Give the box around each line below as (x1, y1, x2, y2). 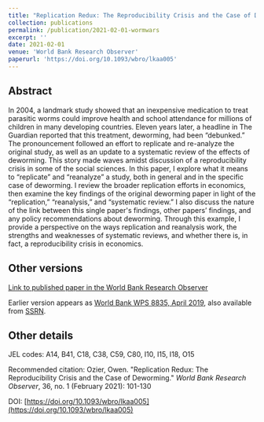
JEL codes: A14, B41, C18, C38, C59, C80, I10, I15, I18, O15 (8, 350, 195, 359)
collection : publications (8, 19, 93, 27)
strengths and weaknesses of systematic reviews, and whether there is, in (8, 230, 248, 240)
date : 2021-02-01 (8, 41, 65, 49)
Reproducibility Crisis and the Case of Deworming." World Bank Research (8, 373, 247, 383)
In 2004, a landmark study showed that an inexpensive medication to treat (8, 105, 249, 115)
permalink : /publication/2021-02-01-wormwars (8, 26, 159, 34)
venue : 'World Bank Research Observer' (8, 48, 139, 56)
